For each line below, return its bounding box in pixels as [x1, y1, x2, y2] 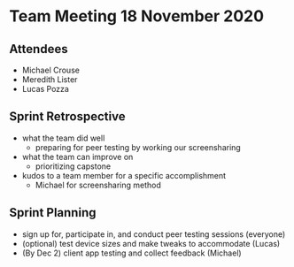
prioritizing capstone [35, 161, 112, 172]
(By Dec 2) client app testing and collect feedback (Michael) [21, 248, 242, 258]
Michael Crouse [21, 65, 80, 75]
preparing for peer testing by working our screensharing [35, 141, 241, 152]
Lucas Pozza [21, 84, 69, 94]
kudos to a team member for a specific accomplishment [21, 170, 227, 180]
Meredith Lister [21, 74, 78, 85]
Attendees [9, 42, 68, 57]
